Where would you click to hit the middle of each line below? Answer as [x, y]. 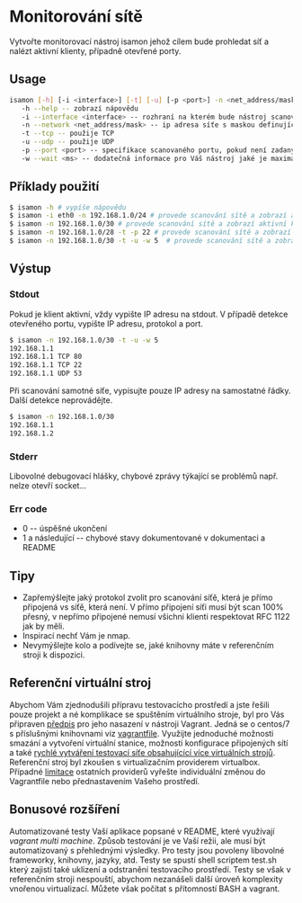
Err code [28, 508]
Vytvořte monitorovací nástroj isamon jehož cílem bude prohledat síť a [139, 41]
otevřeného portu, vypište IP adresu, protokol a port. [107, 323]
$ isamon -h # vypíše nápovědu [68, 207]
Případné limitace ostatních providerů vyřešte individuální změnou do [138, 772]
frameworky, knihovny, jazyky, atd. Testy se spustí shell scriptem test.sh [143, 860]
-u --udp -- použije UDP [68, 142]
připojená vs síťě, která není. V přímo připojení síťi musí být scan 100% [153, 607]
